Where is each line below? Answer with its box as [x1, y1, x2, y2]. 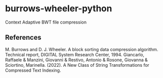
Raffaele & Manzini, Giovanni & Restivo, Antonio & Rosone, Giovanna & [5, 57, 148, 63]
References [5, 33, 41, 42]
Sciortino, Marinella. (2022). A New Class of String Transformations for [5, 62, 150, 68]
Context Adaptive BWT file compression [5, 19, 87, 25]
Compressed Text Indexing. [5, 67, 61, 73]
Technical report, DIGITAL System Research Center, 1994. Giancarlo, [5, 52, 145, 57]
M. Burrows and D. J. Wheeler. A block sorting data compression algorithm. [5, 46, 159, 52]
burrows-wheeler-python [5, 3, 112, 14]
